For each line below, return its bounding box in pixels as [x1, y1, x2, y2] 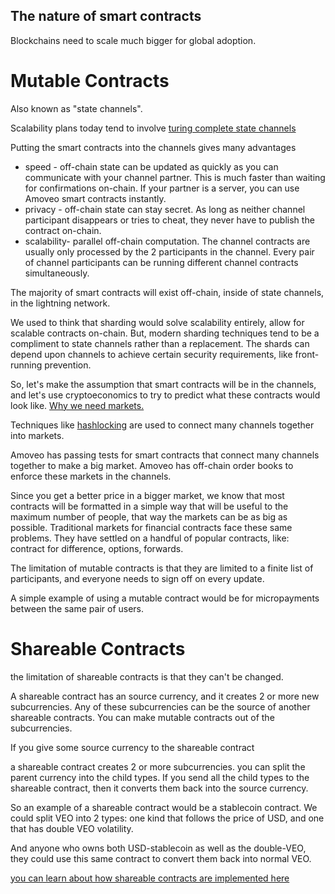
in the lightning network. [10, 297, 111, 309]
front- [294, 348, 320, 360]
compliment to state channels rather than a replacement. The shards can [10, 337, 310, 349]
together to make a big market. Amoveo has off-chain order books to [10, 459, 294, 471]
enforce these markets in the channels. [10, 470, 172, 482]
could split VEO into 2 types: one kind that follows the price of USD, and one [10, 812, 325, 824]
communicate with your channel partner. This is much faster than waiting [24, 171, 326, 183]
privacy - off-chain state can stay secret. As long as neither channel [24, 203, 306, 215]
